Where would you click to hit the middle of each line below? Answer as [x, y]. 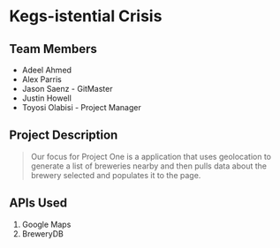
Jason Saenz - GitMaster [67, 89]
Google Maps [46, 224]
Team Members [53, 49]
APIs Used [38, 203]
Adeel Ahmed [47, 70]
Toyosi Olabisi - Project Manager [81, 107]
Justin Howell [47, 98]
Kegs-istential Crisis [86, 16]
